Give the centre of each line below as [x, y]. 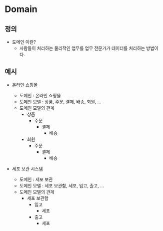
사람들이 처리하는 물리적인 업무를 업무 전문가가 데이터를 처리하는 [82, 48]
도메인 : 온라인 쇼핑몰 [40, 95]
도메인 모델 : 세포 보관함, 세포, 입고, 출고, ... [62, 185]
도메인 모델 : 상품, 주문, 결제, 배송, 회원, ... [60, 102]
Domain [21, 9]
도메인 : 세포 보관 [36, 179]
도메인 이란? [24, 42]
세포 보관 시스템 [27, 168]
